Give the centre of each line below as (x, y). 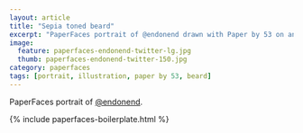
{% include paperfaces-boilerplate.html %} (89, 119)
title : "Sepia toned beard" (62, 26)
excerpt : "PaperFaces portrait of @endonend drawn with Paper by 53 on (147, 34)
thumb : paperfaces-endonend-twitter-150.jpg (102, 59)
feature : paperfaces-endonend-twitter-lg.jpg (105, 51)
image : (22, 43)
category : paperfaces (50, 68)
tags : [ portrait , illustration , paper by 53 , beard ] (110, 76)
